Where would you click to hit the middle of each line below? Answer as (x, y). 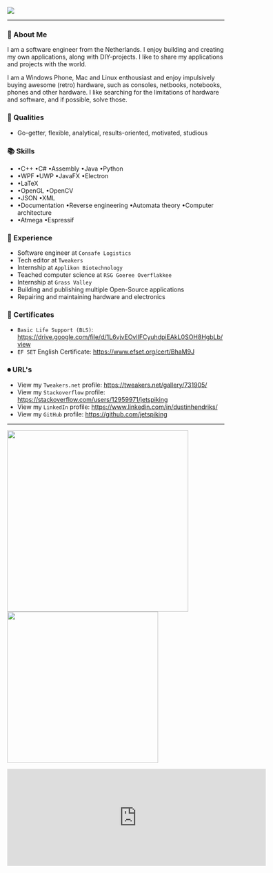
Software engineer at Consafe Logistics (74, 253)
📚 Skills (21, 151)
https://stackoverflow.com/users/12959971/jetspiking (92, 399)
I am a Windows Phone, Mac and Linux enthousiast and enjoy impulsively (111, 78)
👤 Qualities (26, 117)
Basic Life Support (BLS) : (55, 330)
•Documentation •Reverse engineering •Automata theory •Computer (115, 205)
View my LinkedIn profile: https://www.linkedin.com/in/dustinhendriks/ (118, 407)
